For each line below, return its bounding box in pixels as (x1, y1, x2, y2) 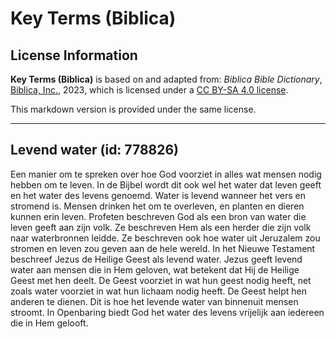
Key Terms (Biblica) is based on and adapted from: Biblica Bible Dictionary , (10, 73, 323, 85)
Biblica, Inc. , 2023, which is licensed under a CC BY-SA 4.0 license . (10, 84, 289, 96)
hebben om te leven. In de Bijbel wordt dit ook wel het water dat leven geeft (10, 178, 322, 191)
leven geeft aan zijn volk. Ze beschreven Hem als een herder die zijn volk (10, 221, 312, 233)
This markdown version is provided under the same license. (10, 103, 257, 115)
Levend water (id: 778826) (10, 142, 180, 159)
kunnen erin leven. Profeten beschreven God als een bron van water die (10, 210, 307, 222)
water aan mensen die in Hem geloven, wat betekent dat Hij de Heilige (10, 263, 300, 276)
